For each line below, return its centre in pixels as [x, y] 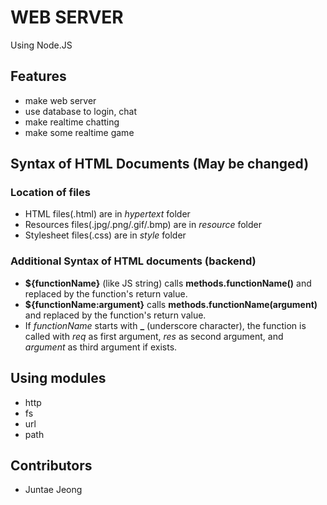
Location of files [50, 193]
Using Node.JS [41, 45]
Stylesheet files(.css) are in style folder [105, 235]
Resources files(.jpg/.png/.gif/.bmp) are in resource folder [143, 225]
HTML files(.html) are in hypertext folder [107, 214]
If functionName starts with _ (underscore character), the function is [165, 325]
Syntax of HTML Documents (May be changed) [160, 164]
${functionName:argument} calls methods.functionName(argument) [171, 304]
